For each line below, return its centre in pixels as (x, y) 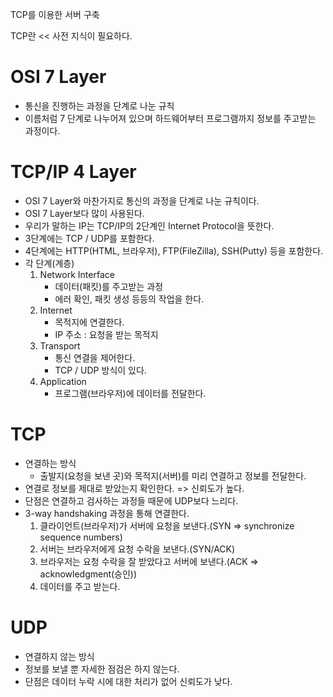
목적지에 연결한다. (89, 322)
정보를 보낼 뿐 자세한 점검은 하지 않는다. (102, 669)
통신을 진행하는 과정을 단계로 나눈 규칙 (99, 105)
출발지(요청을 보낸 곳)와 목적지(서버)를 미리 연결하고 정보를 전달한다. (173, 475)
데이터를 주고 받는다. (80, 586)
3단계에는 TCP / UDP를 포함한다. (89, 238)
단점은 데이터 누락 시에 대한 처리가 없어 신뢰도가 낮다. (128, 681)
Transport (60, 345)
